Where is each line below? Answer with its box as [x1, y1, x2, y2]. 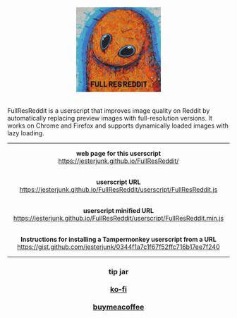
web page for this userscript [76, 149, 161, 157]
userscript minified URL [83, 207, 154, 214]
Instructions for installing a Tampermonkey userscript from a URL [20, 236, 217, 243]
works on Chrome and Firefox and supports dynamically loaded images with [7, 121, 229, 130]
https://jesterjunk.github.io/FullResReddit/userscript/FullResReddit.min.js [13, 214, 224, 222]
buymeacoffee [92, 302, 145, 312]
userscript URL [96, 178, 141, 186]
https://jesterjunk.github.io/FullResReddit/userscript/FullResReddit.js [19, 185, 218, 193]
